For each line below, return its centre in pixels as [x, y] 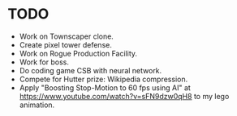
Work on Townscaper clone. [67, 36]
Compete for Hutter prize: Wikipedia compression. [103, 79]
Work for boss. [44, 62]
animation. [37, 105]
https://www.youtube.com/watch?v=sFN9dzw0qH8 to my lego [124, 96]
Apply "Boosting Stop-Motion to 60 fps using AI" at [105, 87]
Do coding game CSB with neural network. [90, 70]
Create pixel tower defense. [66, 44]
